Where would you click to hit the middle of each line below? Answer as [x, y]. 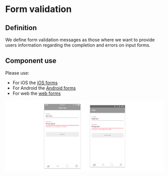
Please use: [17, 73]
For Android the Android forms [44, 88]
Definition [21, 28]
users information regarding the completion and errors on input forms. [78, 45]
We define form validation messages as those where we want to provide [80, 40]
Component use [31, 61]
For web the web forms [37, 93]
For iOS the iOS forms [35, 82]
